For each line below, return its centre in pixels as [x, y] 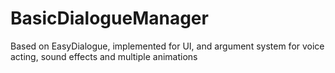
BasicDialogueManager [109, 18]
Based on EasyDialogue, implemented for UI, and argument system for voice [167, 46]
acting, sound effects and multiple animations [104, 56]
